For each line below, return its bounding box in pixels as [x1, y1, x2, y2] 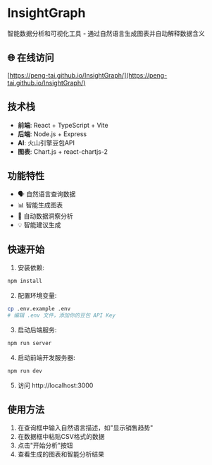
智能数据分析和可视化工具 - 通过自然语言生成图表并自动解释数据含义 [7, 29, 206, 37]
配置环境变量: [17, 291, 57, 300]
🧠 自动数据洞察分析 [17, 212, 73, 220]
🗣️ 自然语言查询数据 [17, 190, 76, 198]
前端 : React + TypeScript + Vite [17, 121, 108, 129]
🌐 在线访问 [7, 52, 54, 64]
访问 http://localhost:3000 [17, 381, 94, 389]
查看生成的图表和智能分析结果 [17, 450, 104, 459]
